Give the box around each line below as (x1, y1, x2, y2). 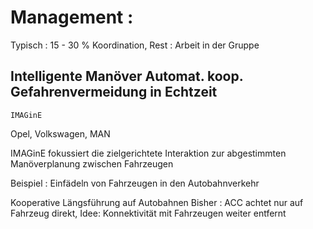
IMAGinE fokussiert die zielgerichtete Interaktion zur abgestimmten (10, 147, 287, 159)
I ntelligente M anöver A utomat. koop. (10, 68, 244, 85)
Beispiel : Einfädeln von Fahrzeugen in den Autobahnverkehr (10, 177, 260, 189)
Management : (10, 6, 134, 29)
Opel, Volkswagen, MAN (10, 127, 111, 140)
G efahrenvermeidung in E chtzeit (10, 84, 218, 101)
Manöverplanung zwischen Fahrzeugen (10, 157, 174, 170)
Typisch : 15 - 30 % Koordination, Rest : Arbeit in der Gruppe (10, 39, 260, 51)
